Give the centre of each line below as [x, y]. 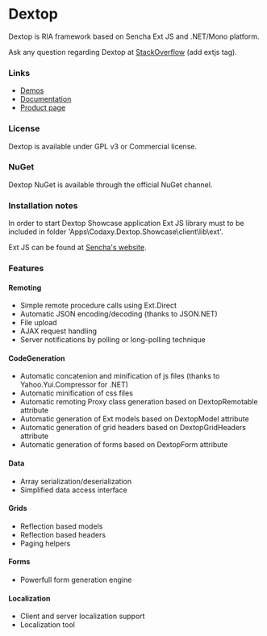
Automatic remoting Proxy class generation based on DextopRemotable [139, 402]
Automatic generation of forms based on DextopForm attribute [124, 445]
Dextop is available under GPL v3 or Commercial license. [103, 146]
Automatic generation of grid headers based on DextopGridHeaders [133, 428]
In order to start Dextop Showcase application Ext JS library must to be [126, 224]
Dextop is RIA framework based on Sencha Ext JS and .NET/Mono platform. [134, 36]
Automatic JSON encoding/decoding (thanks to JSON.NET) [119, 314]
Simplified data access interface [73, 490]
